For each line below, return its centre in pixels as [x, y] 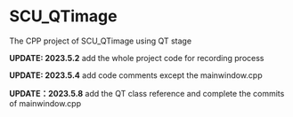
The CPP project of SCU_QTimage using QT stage [101, 41]
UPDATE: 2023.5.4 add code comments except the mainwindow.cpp [136, 75]
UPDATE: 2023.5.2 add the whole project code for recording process [137, 58]
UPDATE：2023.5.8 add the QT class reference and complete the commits [147, 93]
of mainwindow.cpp [45, 103]
